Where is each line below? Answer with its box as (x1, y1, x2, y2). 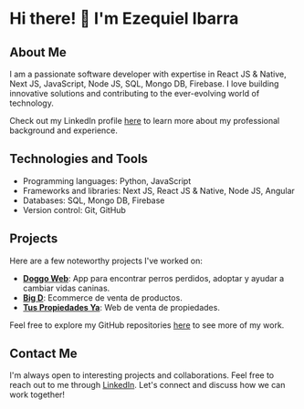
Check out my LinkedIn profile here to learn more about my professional (9, 116, 280, 126)
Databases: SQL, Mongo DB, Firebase (22, 195, 165, 206)
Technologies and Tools (9, 151, 149, 167)
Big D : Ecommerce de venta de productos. (22, 291, 183, 303)
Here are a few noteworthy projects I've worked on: (9, 255, 203, 266)
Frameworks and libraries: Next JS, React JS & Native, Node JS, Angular (22, 185, 295, 196)
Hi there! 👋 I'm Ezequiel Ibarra (9, 8, 239, 29)
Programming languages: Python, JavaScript (22, 175, 192, 186)
